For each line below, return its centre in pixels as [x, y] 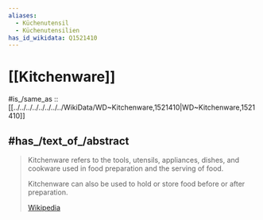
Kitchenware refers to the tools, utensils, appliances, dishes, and [133, 160]
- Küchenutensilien [48, 30]
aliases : [23, 15]
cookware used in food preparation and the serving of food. [126, 168]
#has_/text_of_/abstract [69, 141]
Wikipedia [44, 208]
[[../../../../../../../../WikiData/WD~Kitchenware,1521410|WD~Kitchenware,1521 [132, 107]
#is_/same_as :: [33, 99]
